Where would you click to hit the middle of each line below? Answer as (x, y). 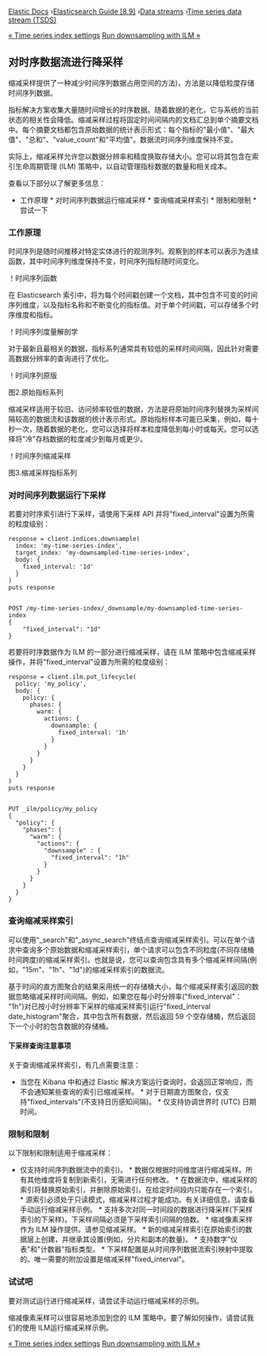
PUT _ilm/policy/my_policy (53, 809)
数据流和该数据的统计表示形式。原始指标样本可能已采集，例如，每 (143, 419)
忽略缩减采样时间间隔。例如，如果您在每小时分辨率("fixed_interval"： (128, 996)
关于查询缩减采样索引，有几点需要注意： (74, 1064)
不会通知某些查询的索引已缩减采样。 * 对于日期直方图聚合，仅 (121, 1091)
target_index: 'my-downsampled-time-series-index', (103, 553)
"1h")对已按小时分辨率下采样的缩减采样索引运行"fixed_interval (109, 1006)
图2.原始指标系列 (36, 392)
